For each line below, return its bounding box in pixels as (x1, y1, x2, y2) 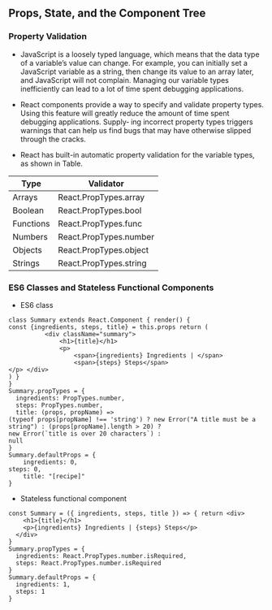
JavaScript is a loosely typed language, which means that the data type (19, 49, 260, 59)
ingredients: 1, (15, 580, 71, 588)
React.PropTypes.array (58, 191, 145, 202)
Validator (88, 178, 124, 189)
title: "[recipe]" (23, 472, 85, 480)
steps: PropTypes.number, (15, 401, 104, 409)
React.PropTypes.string (58, 257, 148, 269)
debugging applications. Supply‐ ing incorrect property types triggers (19, 117, 253, 127)
